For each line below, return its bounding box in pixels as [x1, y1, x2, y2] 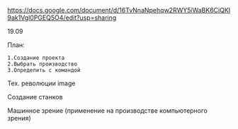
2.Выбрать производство [7, 61, 78, 68]
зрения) [7, 114, 32, 122]
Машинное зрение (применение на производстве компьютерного [7, 106, 208, 115]
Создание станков [7, 93, 63, 101]
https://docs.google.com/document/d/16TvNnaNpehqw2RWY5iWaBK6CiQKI [7, 6, 231, 14]
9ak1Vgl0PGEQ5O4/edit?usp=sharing [7, 13, 117, 22]
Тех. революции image [7, 79, 76, 87]
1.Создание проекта [7, 54, 65, 61]
